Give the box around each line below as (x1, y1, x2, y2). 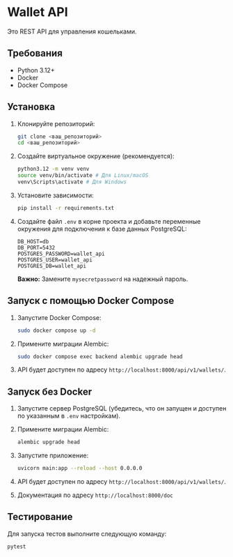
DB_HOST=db (17, 238, 49, 245)
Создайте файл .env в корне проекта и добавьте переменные (17, 217, 201, 225)
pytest (7, 543, 26, 550)
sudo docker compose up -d (17, 327, 96, 334)
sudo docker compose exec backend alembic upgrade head (17, 353, 183, 360)
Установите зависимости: (17, 191, 94, 199)
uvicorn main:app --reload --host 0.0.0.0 (17, 465, 143, 472)
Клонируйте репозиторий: (17, 119, 95, 128)
